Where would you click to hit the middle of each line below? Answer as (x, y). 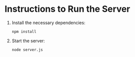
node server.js (27, 50)
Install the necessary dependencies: (49, 23)
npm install (24, 31)
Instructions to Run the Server (67, 9)
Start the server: (28, 41)
